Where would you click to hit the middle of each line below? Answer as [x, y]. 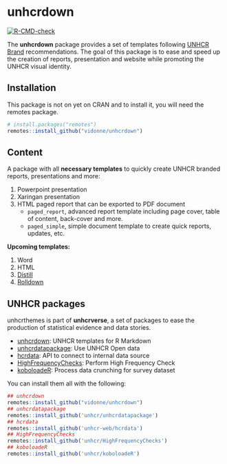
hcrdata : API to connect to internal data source [83, 356]
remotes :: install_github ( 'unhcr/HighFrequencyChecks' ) [87, 441]
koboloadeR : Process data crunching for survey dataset [96, 370]
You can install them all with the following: [66, 383]
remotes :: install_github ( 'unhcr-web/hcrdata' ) [75, 428]
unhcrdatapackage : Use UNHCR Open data [78, 348]
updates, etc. [46, 233]
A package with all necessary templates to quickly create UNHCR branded [114, 169]
